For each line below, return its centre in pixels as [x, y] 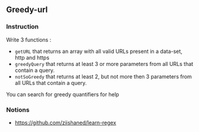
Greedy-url [27, 10]
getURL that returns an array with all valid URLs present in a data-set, [99, 51]
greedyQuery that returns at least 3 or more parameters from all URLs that [104, 64]
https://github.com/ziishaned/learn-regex [65, 122]
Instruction [23, 27]
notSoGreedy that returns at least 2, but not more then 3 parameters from [103, 76]
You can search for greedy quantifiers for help [63, 94]
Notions [18, 109]
